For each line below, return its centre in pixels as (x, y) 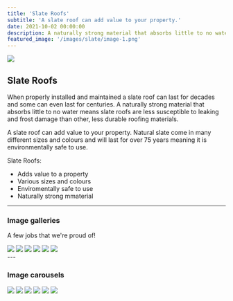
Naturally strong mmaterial (55, 196)
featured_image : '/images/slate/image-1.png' (74, 39)
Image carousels (36, 275)
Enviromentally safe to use (55, 188)
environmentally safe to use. (48, 147)
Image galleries (34, 220)
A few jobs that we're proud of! (51, 235)
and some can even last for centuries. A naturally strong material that (106, 104)
